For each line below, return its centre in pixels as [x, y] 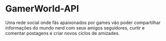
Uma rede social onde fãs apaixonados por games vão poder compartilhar [83, 22]
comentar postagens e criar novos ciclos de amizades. [63, 33]
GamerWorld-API [42, 9]
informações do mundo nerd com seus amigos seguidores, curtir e [75, 27]
